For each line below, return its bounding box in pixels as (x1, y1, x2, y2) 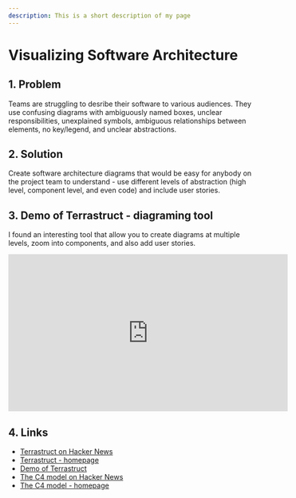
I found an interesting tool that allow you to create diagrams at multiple (8, 230, 241, 239)
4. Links (8, 425, 49, 439)
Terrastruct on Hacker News (19, 447, 113, 457)
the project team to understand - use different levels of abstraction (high (8, 177, 247, 187)
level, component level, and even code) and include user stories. (8, 185, 221, 196)
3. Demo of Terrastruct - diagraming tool (8, 208, 214, 222)
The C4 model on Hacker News (19, 472, 124, 482)
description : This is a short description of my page (8, 11, 191, 20)
